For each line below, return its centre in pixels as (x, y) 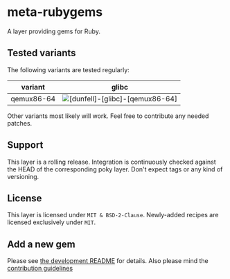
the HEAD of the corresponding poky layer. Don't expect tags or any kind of (115, 169)
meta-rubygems (55, 12)
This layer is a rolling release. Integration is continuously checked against (112, 162)
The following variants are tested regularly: (68, 69)
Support (25, 145)
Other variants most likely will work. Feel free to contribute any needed (108, 116)
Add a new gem (41, 244)
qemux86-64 (33, 99)
